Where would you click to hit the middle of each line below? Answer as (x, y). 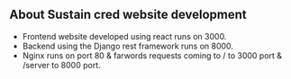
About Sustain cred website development (128, 15)
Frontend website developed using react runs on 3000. (124, 36)
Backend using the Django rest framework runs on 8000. (128, 46)
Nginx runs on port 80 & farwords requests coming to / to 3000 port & (152, 55)
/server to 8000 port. (61, 65)
